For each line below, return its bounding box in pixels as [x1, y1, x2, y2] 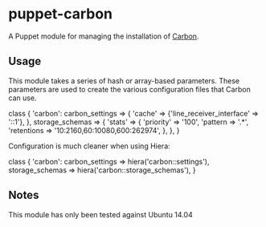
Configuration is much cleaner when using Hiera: [8, 141, 170, 151]
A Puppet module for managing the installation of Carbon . [8, 31, 199, 41]
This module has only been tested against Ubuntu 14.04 [8, 209, 193, 219]
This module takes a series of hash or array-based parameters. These [8, 75, 239, 85]
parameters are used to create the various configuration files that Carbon [8, 84, 251, 94]
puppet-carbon [8, 5, 113, 23]
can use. [8, 93, 38, 103]
